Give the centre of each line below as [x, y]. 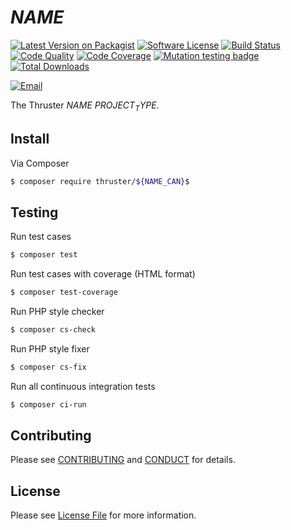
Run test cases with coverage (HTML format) [103, 274]
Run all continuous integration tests [83, 386]
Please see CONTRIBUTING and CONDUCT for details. [123, 460]
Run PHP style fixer [50, 348]
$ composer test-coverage [64, 292]
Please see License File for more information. [103, 515]
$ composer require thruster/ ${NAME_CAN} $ [100, 181]
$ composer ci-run [48, 404]
